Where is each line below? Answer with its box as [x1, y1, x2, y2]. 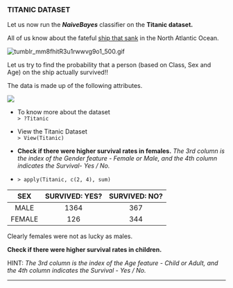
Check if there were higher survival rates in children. [7, 246, 162, 254]
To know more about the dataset [17, 108, 111, 116]
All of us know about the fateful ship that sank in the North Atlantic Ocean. [7, 34, 220, 42]
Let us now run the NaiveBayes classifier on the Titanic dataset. [7, 21, 193, 29]
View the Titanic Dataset [17, 127, 88, 136]
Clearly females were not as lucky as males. [7, 232, 133, 240]
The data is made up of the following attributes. [7, 82, 143, 90]
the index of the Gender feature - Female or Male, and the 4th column [17, 154, 218, 163]
